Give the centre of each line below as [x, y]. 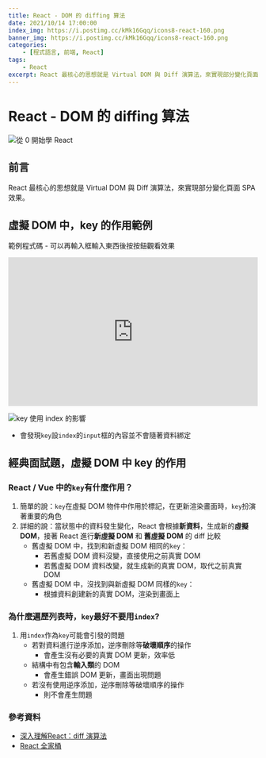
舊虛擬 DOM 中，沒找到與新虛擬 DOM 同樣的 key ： [113, 583]
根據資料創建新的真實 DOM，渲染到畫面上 [112, 594]
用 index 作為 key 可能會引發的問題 [72, 635]
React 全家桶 [40, 746]
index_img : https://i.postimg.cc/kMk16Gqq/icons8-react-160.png [116, 30]
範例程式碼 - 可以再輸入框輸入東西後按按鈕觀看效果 [92, 246]
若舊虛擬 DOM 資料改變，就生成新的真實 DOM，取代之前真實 [143, 565]
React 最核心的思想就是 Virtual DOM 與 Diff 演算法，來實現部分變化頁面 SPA [132, 188]
